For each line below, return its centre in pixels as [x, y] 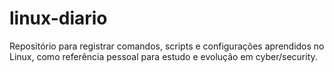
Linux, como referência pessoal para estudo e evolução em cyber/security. [163, 56]
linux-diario [58, 18]
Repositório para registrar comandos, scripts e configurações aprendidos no [167, 46]
